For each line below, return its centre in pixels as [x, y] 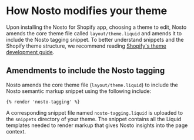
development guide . [30, 52]
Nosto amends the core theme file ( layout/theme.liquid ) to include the [92, 85]
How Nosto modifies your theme [87, 11]
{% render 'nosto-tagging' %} [43, 102]
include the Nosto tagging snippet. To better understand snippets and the [95, 39]
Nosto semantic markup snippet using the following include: [79, 91]
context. [16, 131]
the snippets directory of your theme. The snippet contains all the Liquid [93, 119]
